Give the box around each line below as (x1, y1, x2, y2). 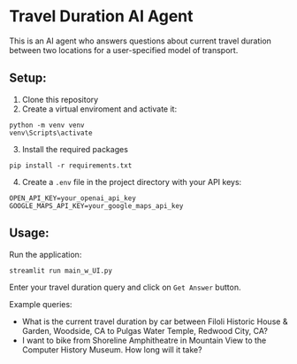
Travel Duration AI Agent (9, 6, 194, 27)
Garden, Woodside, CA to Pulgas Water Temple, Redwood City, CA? (21, 325, 268, 336)
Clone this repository (21, 94, 99, 105)
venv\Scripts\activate (9, 128, 93, 137)
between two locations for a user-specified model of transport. (9, 44, 239, 55)
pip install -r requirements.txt (9, 161, 133, 170)
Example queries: (9, 298, 72, 309)
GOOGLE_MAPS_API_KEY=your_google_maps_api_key (9, 201, 184, 210)
